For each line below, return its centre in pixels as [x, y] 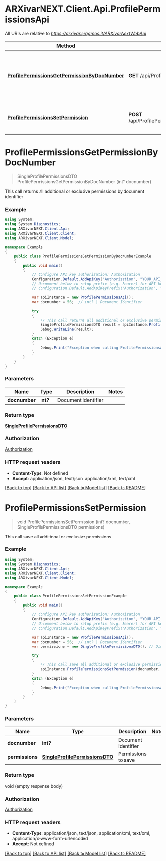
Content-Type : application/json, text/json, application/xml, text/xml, [81, 833]
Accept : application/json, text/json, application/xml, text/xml [74, 478]
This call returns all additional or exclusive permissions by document [75, 191]
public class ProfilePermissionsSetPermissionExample [70, 596]
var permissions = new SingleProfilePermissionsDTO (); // [92, 646]
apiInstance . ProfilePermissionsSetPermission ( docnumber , [100, 669]
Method [66, 46]
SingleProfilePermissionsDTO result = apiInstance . [95, 325]
